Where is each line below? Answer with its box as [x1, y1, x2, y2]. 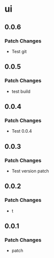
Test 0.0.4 [11, 128, 32, 134]
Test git [11, 48, 27, 54]
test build [11, 88, 31, 94]
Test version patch [11, 168, 49, 174]
